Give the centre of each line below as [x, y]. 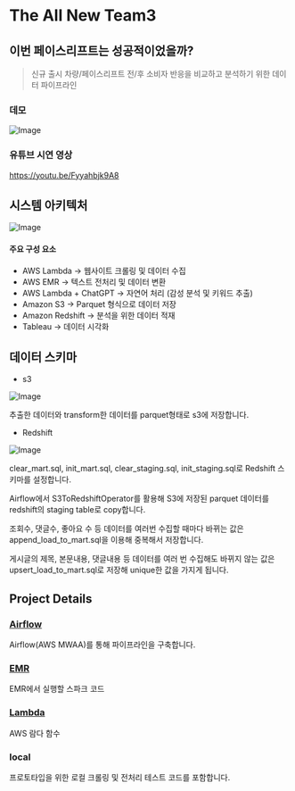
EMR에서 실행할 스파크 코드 [57, 689]
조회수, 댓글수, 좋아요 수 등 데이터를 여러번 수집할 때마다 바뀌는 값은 [127, 529]
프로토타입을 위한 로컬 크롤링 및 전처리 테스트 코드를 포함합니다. [120, 777]
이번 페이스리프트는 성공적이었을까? [102, 50]
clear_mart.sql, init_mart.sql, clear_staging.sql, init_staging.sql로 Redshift [143, 469]
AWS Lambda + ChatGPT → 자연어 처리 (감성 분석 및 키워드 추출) [138, 293]
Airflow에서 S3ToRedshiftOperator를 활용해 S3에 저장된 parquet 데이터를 [139, 499]
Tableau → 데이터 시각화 [66, 326]
